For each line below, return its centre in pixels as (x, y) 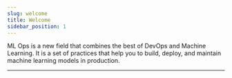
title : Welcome (29, 20)
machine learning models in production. (64, 61)
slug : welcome (28, 13)
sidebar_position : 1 (37, 26)
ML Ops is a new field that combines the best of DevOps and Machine (107, 46)
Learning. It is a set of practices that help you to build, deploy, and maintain (114, 53)
